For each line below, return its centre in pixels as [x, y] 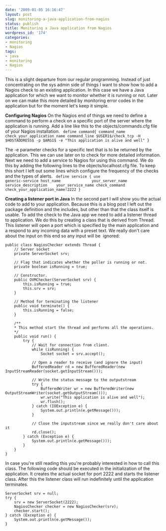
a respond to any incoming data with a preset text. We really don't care [78, 231]
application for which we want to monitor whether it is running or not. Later [82, 96]
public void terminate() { [42, 306]
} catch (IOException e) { [59, 406]
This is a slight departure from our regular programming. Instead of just [78, 80]
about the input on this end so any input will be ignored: [62, 236]
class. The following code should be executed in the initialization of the [78, 469]
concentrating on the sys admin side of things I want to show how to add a [81, 85]
